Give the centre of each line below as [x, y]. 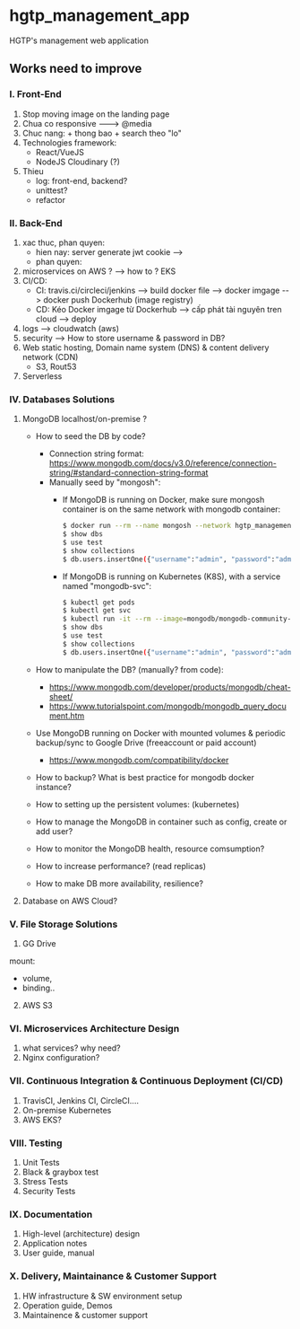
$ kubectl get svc [97, 611]
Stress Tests [45, 1181]
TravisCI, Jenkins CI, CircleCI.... [80, 1100]
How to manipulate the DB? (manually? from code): [129, 669]
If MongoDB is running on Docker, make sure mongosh [163, 500]
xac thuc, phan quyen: [64, 242]
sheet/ [61, 696]
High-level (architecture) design [81, 1234]
